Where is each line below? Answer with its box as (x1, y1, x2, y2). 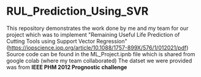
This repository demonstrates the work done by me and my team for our (6, 24, 189, 32)
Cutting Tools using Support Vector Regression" (6, 37, 127, 45)
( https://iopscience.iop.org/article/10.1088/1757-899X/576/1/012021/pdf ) (6, 44, 189, 51)
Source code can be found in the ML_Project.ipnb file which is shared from (6, 50, 195, 57)
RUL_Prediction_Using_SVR (6, 4, 149, 18)
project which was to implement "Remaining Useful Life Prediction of (6, 31, 180, 38)
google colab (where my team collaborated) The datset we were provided (6, 57, 192, 64)
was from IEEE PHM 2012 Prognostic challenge (6, 63, 127, 71)
